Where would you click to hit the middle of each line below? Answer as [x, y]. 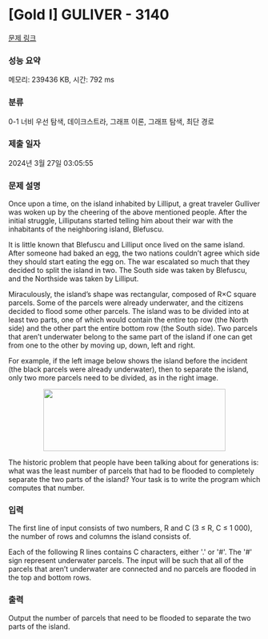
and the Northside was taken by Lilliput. [74, 279]
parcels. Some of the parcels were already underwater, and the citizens [126, 303]
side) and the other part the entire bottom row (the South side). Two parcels [133, 328]
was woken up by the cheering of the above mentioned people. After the [128, 212]
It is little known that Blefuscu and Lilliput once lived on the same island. [127, 245]
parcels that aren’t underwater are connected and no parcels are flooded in [132, 569]
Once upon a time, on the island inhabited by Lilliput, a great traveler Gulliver [134, 204]
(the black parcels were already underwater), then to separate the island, [129, 369]
